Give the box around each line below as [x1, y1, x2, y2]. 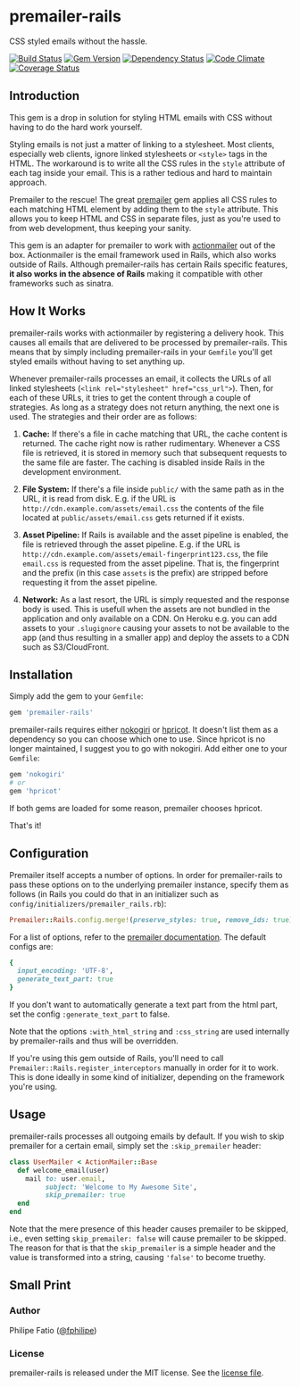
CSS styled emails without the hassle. [9, 36, 148, 46]
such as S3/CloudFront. [21, 641, 110, 652]
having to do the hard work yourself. [9, 121, 143, 132]
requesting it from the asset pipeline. [21, 577, 158, 587]
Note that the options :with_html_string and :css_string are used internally [9, 1026, 290, 1037]
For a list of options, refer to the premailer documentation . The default [9, 931, 266, 943]
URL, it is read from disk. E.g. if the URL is [21, 493, 176, 503]
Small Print [9, 1278, 71, 1293]
